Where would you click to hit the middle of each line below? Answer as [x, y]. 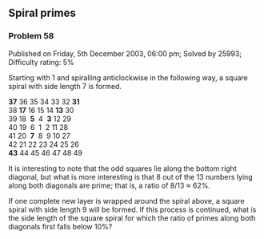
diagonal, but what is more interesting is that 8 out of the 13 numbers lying [131, 176]
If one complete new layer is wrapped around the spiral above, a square [127, 201]
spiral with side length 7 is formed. [65, 86]
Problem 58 [31, 36]
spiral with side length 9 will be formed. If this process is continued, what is [132, 209]
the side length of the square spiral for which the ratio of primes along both [132, 218]
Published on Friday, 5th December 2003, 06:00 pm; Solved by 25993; [125, 53]
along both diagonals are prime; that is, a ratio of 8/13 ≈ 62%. [109, 185]
